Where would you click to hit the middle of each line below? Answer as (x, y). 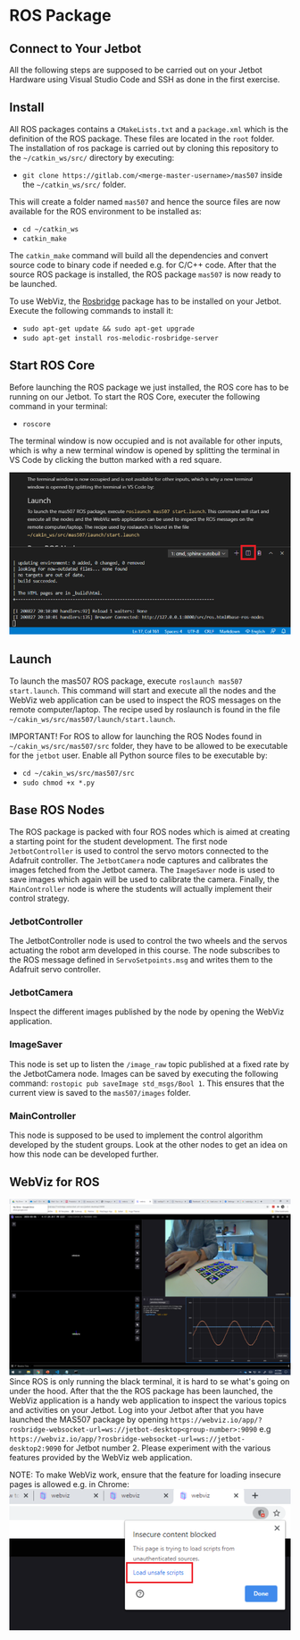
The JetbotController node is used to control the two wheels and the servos (149, 940)
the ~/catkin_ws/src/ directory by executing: (92, 157)
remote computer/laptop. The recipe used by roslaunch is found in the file (145, 709)
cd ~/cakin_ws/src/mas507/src (79, 773)
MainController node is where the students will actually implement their (141, 888)
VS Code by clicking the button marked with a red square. (116, 459)
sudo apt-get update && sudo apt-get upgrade (108, 328)
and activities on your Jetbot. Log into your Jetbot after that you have (137, 1409)
